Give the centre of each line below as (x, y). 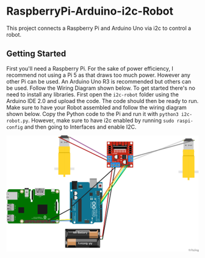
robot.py (17, 121)
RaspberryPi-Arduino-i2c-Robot (90, 11)
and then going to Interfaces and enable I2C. (80, 127)
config (15, 127)
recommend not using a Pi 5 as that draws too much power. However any (99, 75)
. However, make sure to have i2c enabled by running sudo (101, 120)
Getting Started (36, 54)
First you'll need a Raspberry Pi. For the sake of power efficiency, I (90, 68)
